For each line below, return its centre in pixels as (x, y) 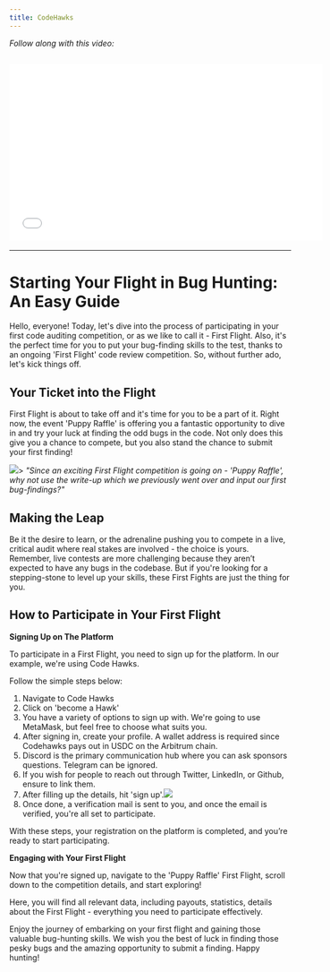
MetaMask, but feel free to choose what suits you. (114, 727)
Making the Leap (57, 517)
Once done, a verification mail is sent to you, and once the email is (144, 804)
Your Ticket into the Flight (83, 392)
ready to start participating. (59, 840)
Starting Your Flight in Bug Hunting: (144, 282)
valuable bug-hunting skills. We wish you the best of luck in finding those (144, 938)
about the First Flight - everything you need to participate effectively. (136, 911)
